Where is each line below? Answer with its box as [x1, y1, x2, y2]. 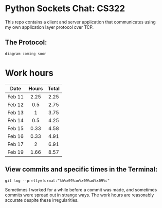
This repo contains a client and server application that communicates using [5, 19, 156, 25]
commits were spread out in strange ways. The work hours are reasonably [5, 192, 154, 198]
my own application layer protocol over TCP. [5, 24, 94, 30]
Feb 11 [7, 93, 24, 100]
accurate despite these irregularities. [5, 197, 79, 203]
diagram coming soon [5, 51, 47, 56]
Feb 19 [7, 149, 24, 155]
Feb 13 [7, 109, 24, 116]
